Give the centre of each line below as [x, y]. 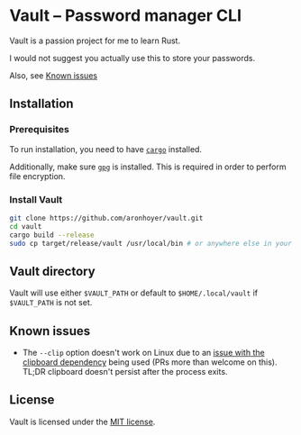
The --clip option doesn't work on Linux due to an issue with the [143, 353]
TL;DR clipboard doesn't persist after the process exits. [125, 372]
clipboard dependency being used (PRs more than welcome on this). [150, 362]
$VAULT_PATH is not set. [51, 303]
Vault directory [53, 271]
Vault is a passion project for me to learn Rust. [95, 41]
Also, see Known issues [53, 75]
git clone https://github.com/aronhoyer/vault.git [106, 218]
